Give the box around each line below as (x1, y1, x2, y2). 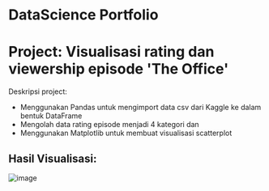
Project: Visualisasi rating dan (8, 43, 215, 62)
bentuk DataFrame (19, 111, 83, 121)
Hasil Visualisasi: (8, 151, 97, 165)
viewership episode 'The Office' (8, 60, 229, 79)
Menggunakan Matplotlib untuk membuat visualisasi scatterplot (19, 128, 233, 138)
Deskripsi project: (8, 87, 67, 96)
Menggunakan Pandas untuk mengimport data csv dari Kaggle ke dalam (19, 103, 262, 112)
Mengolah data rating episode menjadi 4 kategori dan (19, 120, 200, 129)
